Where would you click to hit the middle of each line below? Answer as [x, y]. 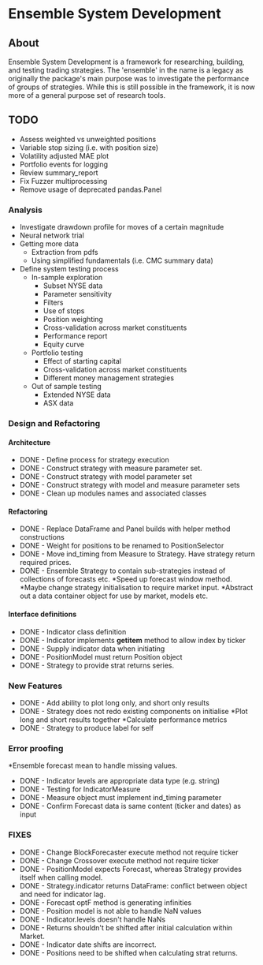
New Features [35, 686]
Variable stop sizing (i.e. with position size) [89, 148]
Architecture [30, 442]
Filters [53, 303]
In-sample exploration [67, 278]
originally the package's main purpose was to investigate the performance [129, 79]
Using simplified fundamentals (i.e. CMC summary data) [122, 260]
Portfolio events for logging [64, 164]
